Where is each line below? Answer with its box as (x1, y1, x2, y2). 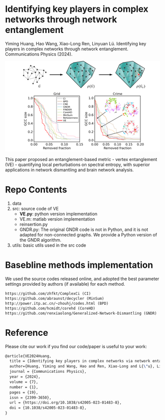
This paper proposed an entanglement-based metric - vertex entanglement (5, 156, 157, 162)
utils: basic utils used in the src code (12, 242, 86, 248)
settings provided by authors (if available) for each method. (5, 281, 125, 287)
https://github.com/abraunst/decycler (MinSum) (5, 296, 105, 301)
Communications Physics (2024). (5, 51, 73, 57)
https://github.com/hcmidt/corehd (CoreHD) (5, 306, 96, 311)
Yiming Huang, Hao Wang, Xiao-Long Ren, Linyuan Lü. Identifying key (5, 40, 146, 46)
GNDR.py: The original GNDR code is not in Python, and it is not (19, 226, 148, 232)
